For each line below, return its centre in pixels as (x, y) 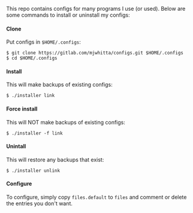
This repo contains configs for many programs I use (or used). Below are (96, 9)
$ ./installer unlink (33, 171)
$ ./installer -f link (34, 133)
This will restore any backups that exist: (55, 159)
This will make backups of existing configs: (59, 85)
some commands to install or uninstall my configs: (68, 15)
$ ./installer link (31, 96)
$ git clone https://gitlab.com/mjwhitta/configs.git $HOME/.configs (95, 53)
